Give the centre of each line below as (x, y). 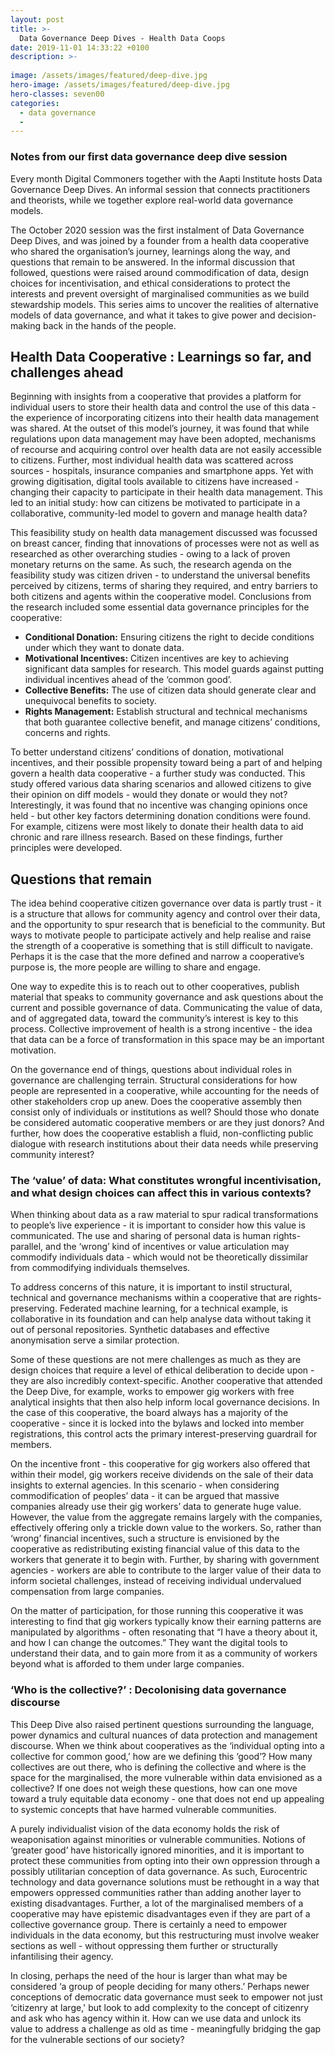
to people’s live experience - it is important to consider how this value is (158, 1225)
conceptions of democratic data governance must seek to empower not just (166, 1997)
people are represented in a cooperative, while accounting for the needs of (165, 1091)
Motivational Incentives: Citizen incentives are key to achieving (157, 658)
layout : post (37, 19)
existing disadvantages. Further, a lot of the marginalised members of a (157, 1903)
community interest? (52, 1155)
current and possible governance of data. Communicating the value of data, (166, 1008)
